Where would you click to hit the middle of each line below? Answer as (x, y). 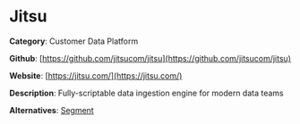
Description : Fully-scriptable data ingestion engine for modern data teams (146, 93)
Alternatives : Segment (51, 110)
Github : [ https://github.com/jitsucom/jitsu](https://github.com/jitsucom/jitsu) (150, 58)
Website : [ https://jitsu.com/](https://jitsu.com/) (96, 75)
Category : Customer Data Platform (74, 41)
